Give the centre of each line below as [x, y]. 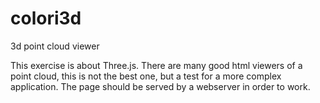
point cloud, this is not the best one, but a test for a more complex [146, 76]
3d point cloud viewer [55, 46]
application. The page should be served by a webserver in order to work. [160, 86]
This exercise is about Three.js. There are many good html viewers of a [156, 65]
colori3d [46, 18]
